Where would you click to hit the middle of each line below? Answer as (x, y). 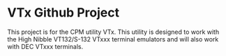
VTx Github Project (63, 13)
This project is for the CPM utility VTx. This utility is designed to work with (113, 32)
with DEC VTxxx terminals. (45, 46)
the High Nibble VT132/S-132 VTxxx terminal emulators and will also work (113, 39)
